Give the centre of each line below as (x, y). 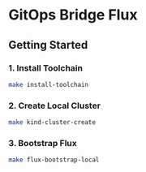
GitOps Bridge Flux (73, 15)
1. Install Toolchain (46, 68)
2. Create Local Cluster (55, 105)
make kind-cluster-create (52, 123)
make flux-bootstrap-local (54, 160)
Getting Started (48, 45)
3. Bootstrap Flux (43, 143)
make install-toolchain (49, 84)
